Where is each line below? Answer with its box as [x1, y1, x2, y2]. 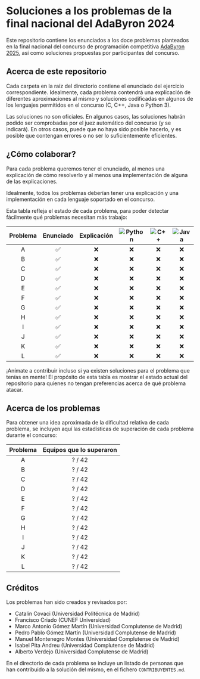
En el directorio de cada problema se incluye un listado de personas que [6, 660, 183, 667]
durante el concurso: [6, 432, 58, 439]
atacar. [6, 386, 23, 393]
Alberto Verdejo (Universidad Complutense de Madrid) [14, 648, 149, 655]
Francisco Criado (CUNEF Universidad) [14, 616, 111, 624]
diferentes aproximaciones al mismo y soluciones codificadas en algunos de [6, 95, 193, 102]
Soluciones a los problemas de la [6, 4, 172, 18]
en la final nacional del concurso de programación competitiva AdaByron [6, 43, 185, 50]
